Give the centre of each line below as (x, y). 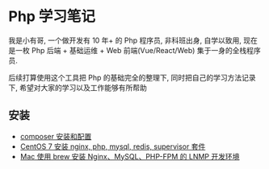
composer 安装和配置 (56, 136)
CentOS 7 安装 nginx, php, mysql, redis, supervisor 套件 (113, 146)
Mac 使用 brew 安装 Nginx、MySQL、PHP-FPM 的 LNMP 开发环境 (130, 156)
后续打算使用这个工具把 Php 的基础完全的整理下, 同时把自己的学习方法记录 (132, 77)
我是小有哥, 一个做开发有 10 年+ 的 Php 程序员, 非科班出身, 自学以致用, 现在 (133, 40)
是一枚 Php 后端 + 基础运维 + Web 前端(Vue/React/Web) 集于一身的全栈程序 (134, 50)
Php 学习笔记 (52, 16)
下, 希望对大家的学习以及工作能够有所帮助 (78, 87)
